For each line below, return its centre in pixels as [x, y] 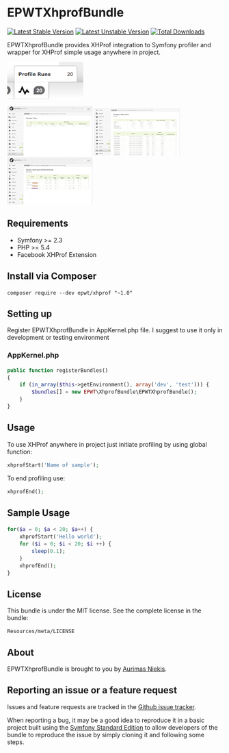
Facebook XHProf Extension [57, 254]
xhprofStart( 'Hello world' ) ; [61, 537]
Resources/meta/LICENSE [41, 632]
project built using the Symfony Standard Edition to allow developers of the [112, 727]
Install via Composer [52, 276]
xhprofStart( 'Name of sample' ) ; [53, 465]
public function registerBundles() [58, 370]
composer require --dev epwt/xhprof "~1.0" [70, 293]
